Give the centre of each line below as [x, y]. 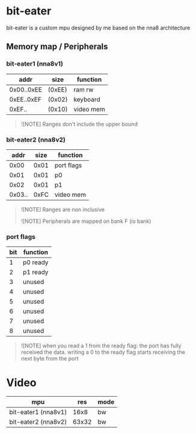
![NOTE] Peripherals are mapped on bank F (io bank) [86, 221]
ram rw [84, 90]
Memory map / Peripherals [57, 47]
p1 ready [36, 272]
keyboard [87, 99]
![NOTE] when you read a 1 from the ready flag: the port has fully [101, 346]
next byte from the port [50, 359]
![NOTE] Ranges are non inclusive [63, 209]
